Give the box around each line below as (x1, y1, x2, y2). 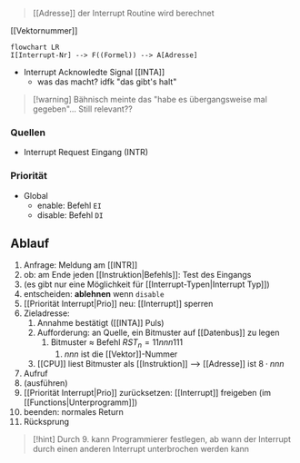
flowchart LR (10, 43, 60, 52)
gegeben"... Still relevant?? (32, 103, 133, 114)
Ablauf (10, 235, 50, 251)
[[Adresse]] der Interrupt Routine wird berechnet (32, 8, 215, 18)
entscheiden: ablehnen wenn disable (23, 289, 165, 300)
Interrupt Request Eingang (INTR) (23, 147, 149, 158)
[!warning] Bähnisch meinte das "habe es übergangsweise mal (32, 94, 267, 104)
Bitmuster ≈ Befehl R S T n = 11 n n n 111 (50, 337, 184, 350)
